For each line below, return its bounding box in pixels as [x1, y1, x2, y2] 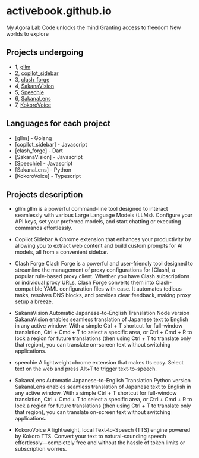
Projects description [6, 189, 83, 200]
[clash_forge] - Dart [14, 147, 64, 154]
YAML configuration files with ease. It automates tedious [43, 285, 182, 292]
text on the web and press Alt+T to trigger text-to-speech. [14, 365, 157, 373]
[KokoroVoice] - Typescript [14, 172, 81, 179]
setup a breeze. [14, 298, 53, 305]
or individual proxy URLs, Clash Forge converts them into [14, 279, 154, 286]
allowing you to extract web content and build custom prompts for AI [14, 242, 183, 250]
